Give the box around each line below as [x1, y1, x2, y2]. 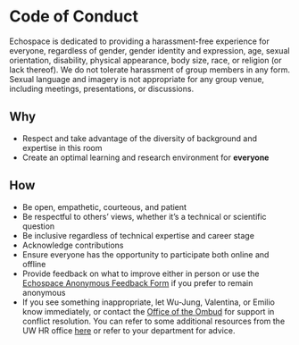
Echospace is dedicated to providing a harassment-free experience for [9, 36, 270, 46]
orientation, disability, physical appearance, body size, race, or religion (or [9, 55, 282, 65]
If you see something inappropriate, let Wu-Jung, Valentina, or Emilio [21, 297, 275, 307]
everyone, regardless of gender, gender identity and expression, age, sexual [9, 45, 290, 55]
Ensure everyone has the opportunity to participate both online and [21, 248, 270, 260]
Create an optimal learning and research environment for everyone [21, 152, 270, 163]
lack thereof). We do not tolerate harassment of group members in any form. [9, 64, 290, 75]
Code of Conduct [9, 6, 138, 27]
